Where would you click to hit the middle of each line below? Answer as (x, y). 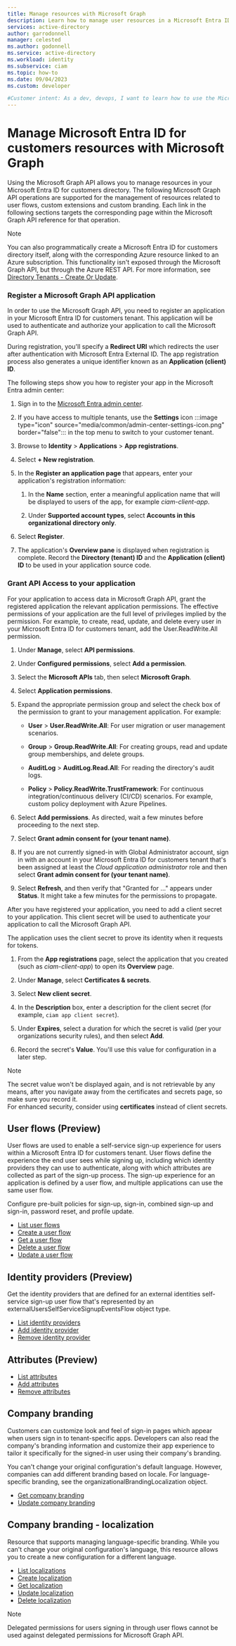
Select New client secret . (54, 993)
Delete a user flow (44, 1248)
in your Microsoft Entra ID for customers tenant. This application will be (110, 318)
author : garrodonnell (39, 33)
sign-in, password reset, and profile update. (71, 1211)
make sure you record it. (42, 1099)
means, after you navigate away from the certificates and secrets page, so (115, 1092)
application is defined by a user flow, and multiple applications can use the (115, 1183)
